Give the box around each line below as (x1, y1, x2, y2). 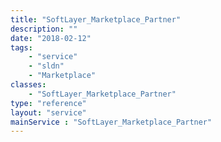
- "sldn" (28, 61, 65, 71)
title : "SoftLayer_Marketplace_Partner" (10, 14, 182, 25)
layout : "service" (10, 107, 87, 118)
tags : (10, 42, 33, 53)
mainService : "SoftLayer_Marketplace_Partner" (10, 117, 213, 127)
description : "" (10, 24, 78, 34)
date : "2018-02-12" (10, 33, 92, 43)
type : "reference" (10, 98, 87, 108)
